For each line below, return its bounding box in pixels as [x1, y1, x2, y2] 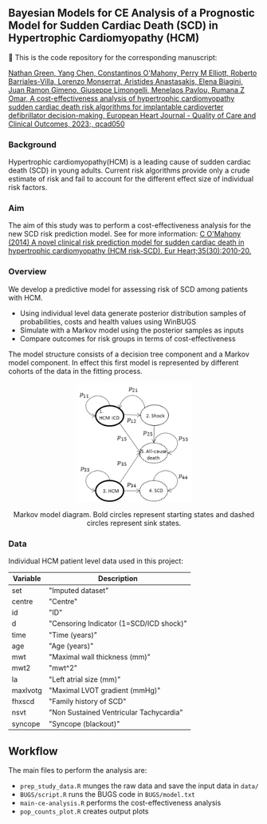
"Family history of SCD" [49, 697, 127, 707]
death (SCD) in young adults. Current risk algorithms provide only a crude [8, 165, 250, 175]
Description [98, 574, 138, 583]
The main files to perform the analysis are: [8, 766, 147, 775]
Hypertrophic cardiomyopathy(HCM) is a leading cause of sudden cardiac [8, 157, 251, 167]
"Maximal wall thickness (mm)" [49, 652, 151, 662]
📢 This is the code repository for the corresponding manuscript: [8, 52, 218, 62]
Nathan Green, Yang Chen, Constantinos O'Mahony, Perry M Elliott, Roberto [8, 68, 257, 78]
